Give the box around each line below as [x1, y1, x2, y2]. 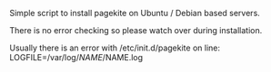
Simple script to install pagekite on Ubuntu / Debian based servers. [9, 8, 261, 18]
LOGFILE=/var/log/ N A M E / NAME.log [9, 52, 144, 62]
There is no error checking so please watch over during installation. [9, 25, 263, 35]
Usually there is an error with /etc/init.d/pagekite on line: [9, 42, 221, 53]
